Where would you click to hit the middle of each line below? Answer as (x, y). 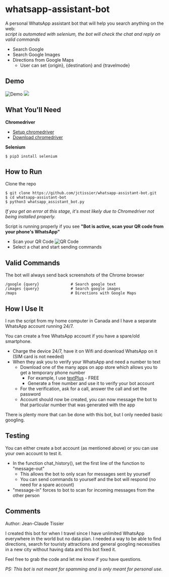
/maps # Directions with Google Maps (71, 293)
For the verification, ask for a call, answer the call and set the (83, 389)
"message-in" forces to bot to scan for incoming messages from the (83, 490)
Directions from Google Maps (43, 60)
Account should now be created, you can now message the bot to (89, 399)
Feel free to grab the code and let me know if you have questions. (74, 559)
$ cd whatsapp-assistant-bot (36, 198)
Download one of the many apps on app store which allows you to (89, 367)
